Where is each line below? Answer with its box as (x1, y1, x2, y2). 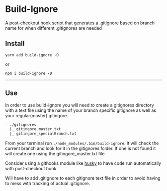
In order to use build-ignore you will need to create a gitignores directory (5, 102, 154, 108)
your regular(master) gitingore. (5, 112, 69, 118)
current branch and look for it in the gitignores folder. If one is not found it (5, 145, 156, 151)
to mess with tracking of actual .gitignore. (5, 181, 90, 187)
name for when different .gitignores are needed (5, 25, 102, 31)
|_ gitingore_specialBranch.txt (9, 131, 77, 137)
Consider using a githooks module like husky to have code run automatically (5, 160, 162, 166)
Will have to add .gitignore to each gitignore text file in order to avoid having (5, 175, 161, 181)
